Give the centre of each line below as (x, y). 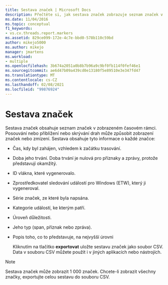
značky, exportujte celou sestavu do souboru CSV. (57, 277)
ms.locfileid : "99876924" (32, 89)
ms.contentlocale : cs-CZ (31, 80)
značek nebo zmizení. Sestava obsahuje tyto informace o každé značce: (80, 139)
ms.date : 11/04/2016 (27, 19)
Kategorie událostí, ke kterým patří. (49, 208)
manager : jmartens (24, 52)
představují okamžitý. (35, 163)
